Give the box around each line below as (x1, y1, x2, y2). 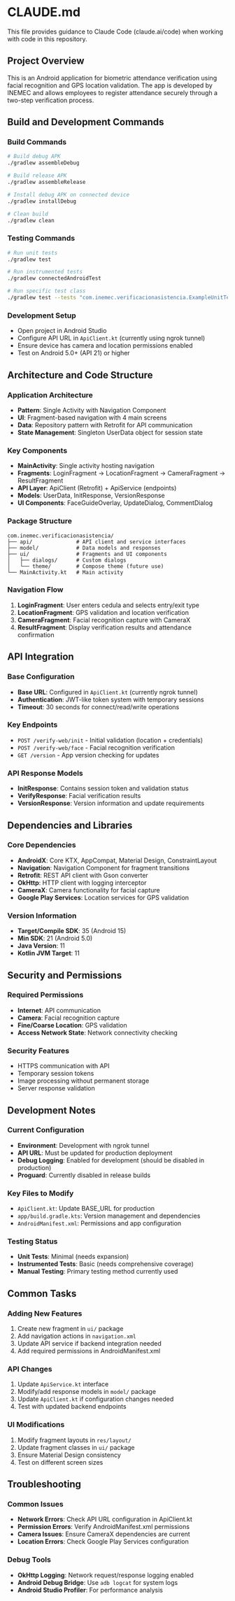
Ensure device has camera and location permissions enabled (17, 341, 194, 350)
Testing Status (7, 1237, 58, 1246)
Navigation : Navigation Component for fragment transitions (17, 863, 190, 871)
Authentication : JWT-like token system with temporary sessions (17, 695, 204, 704)
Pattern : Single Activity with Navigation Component (17, 406, 166, 414)
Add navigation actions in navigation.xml (17, 1332, 136, 1340)
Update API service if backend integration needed (17, 1339, 162, 1348)
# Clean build (7, 211, 49, 218)
